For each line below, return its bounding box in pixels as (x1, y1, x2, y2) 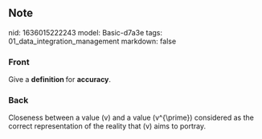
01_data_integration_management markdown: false (8, 36, 177, 46)
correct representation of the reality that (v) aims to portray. (8, 121, 207, 131)
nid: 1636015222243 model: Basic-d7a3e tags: (8, 27, 163, 37)
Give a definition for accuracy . (8, 75, 111, 84)
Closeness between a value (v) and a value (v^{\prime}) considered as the (8, 112, 255, 123)
